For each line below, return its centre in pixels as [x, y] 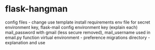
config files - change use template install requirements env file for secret [77, 22]
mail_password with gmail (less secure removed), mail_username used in [78, 32]
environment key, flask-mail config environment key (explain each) [71, 27]
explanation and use [25, 42]
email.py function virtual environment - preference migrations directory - [77, 37]
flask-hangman [36, 9]
